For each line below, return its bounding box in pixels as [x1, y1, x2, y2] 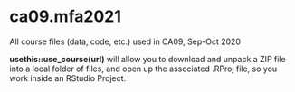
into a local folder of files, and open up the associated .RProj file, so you [9, 63, 278, 74]
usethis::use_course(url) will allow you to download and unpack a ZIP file [9, 53, 287, 64]
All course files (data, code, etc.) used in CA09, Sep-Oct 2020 [9, 36, 242, 47]
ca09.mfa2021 [9, 6, 122, 27]
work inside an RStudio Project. [9, 72, 127, 83]
